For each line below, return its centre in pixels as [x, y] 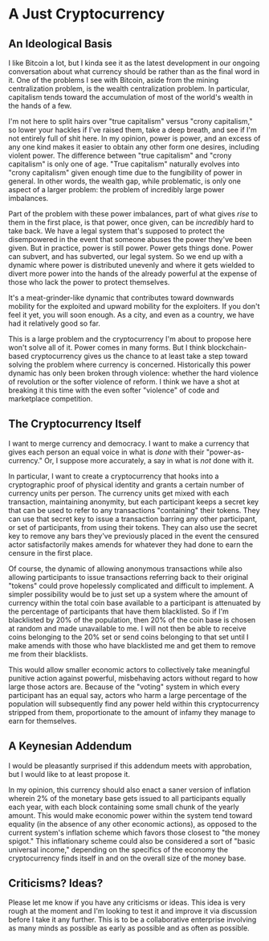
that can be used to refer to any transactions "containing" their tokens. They [134, 510]
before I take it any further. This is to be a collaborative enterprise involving [132, 920]
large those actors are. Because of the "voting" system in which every [124, 686]
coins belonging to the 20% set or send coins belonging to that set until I [128, 637]
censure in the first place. [51, 553]
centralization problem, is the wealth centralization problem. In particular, [129, 88]
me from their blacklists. [48, 654]
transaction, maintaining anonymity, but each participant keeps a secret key [134, 501]
